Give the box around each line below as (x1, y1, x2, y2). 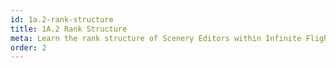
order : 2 (10, 42, 47, 53)
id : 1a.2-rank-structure (10, 14, 114, 25)
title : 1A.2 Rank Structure (10, 24, 128, 34)
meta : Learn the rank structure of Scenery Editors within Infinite (10, 33, 302, 43)
